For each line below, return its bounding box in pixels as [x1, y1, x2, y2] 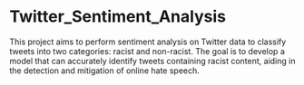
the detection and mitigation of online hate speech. [9, 65, 200, 76]
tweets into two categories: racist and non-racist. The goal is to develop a [9, 45, 286, 56]
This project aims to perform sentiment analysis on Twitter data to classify [9, 36, 287, 47]
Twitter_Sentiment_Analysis [9, 6, 227, 27]
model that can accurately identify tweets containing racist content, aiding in [9, 55, 296, 66]
